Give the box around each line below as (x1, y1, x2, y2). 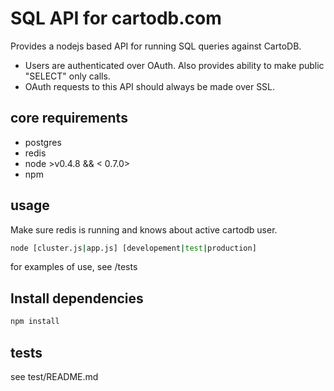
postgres (24, 136, 62, 148)
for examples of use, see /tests (10, 261, 138, 273)
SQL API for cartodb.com (10, 7, 222, 30)
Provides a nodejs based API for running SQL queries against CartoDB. (10, 40, 302, 52)
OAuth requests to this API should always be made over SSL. (24, 80, 276, 92)
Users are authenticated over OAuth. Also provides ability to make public (24, 59, 325, 71)
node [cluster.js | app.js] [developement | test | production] (10, 243, 257, 253)
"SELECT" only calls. (24, 70, 111, 82)
